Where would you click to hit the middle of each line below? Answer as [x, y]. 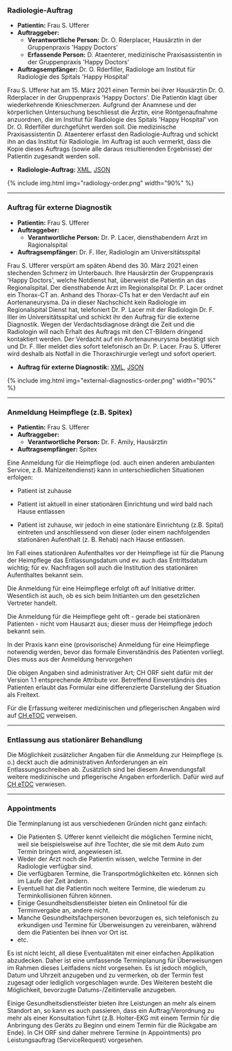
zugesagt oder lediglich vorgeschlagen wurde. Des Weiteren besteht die [110, 983]
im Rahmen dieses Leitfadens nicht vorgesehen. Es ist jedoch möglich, [107, 968]
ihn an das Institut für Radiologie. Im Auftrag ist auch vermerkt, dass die [109, 142]
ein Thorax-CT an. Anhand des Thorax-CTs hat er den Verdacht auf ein [108, 295]
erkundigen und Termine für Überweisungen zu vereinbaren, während [117, 925]
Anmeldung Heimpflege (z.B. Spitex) [70, 412]
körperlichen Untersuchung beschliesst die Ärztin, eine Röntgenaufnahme [113, 112]
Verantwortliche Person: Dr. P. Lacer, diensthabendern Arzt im [117, 237]
